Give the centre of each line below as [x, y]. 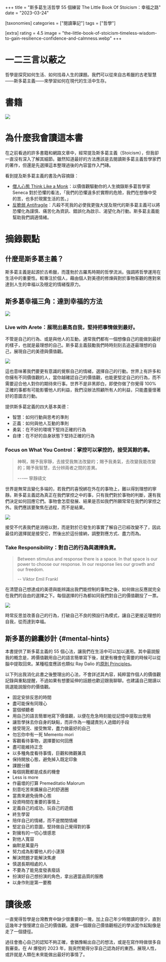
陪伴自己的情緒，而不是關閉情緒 [45, 821]
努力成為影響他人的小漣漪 [38, 852]
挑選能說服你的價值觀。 [29, 687]
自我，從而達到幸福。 [27, 621]
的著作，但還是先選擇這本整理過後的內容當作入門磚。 [59, 165]
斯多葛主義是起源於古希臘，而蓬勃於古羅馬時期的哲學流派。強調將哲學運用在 [83, 272]
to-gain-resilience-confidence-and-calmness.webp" [59, 38]
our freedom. [31, 569]
